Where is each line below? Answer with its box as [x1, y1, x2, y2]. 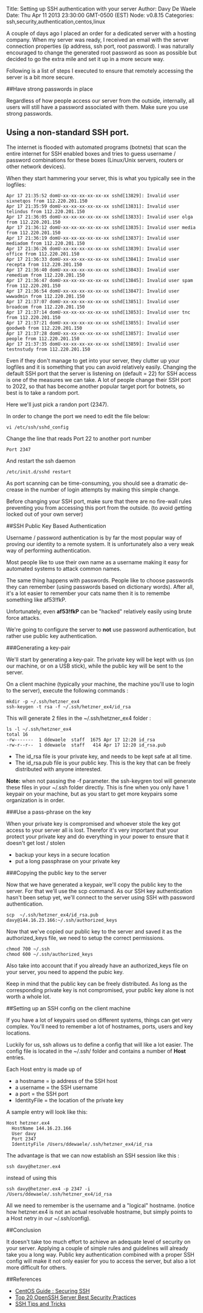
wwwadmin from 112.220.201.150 [6, 293, 85, 299]
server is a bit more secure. [6, 74, 74, 81]
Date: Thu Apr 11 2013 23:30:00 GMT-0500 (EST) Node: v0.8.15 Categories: [6, 12, 195, 19]
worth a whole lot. [6, 993, 51, 1000]
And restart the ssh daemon [6, 457, 76, 464]
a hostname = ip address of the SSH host [14, 1077, 118, 1084]
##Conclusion [6, 1226, 41, 1234]
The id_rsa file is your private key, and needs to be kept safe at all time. [14, 752, 192, 760]
